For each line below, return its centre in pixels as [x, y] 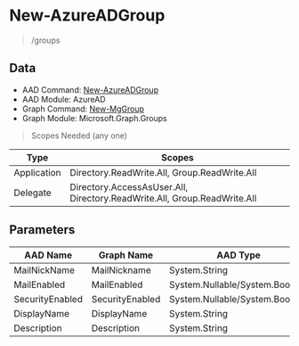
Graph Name [126, 255]
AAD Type [238, 255]
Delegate [32, 193]
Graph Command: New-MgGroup [83, 109]
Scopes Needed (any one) [79, 136]
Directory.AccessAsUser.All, [129, 186]
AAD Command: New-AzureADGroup [90, 89]
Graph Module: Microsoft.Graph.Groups [94, 118]
